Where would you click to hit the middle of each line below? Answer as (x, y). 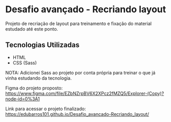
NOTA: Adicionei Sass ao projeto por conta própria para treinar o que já (80, 72)
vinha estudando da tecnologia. (38, 78)
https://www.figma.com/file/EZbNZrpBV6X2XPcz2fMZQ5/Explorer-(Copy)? (85, 93)
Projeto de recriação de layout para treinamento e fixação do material (79, 23)
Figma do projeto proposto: (34, 88)
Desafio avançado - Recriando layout (86, 9)
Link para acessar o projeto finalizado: (46, 109)
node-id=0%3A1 (23, 99)
